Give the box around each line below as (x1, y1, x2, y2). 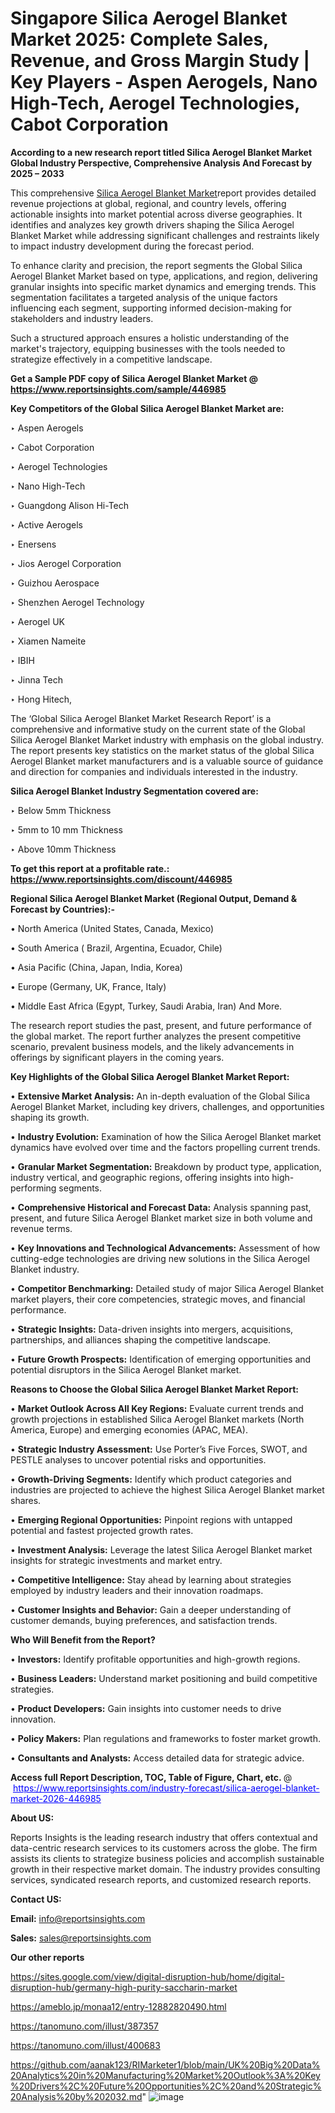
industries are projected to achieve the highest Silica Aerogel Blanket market (10, 1483, 325, 1496)
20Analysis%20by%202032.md (10, 2090, 143, 2102)
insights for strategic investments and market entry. (10, 1554, 223, 1566)
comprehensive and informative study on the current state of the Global (10, 723, 306, 735)
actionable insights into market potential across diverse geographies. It (10, 208, 303, 220)
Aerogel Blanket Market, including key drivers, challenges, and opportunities (10, 1100, 325, 1112)
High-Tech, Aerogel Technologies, (10, 92, 300, 115)
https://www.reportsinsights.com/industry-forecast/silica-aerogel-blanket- (12, 1782, 320, 1794)
